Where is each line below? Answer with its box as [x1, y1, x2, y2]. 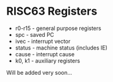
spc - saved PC [15, 31, 54, 38]
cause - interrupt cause [15, 50, 75, 58]
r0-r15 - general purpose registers [15, 24, 102, 32]
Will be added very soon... [6, 69, 72, 76]
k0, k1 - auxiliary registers [15, 57, 81, 64]
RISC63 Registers [6, 4, 98, 18]
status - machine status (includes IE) [15, 44, 108, 51]
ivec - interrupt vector [15, 37, 71, 45]
